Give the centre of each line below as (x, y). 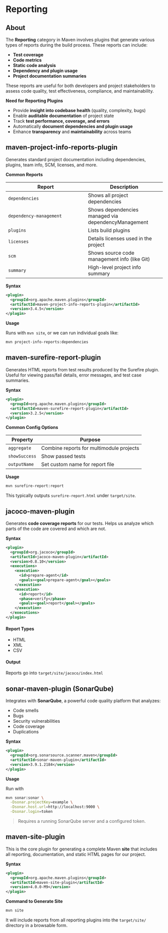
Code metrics (27, 60)
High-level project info (114, 267)
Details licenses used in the (120, 238)
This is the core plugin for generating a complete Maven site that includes (82, 849)
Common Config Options (32, 427)
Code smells (26, 711)
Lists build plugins (109, 230)
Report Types (20, 629)
